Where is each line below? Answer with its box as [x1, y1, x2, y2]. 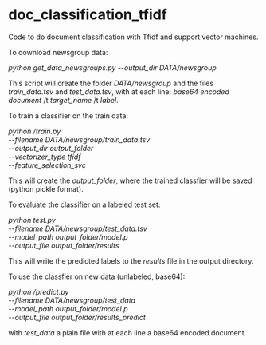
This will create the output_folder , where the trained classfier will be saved [8, 176, 252, 185]
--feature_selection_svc [8, 160, 86, 169]
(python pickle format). [8, 184, 84, 193]
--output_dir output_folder [8, 143, 94, 153]
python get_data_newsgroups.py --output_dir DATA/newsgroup [8, 62, 217, 73]
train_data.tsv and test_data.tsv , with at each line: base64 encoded [8, 86, 229, 97]
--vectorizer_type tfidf [8, 152, 81, 161]
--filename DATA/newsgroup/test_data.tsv [8, 224, 147, 233]
